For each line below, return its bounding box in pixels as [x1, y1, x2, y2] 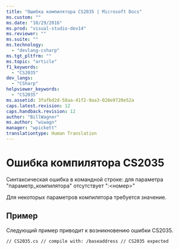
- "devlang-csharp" [11, 48, 60, 54]
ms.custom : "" [6, 14, 42, 20]
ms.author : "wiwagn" [6, 120, 58, 126]
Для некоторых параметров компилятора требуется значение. [6, 193, 167, 201]
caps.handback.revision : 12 [6, 108, 76, 114]
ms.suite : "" [6, 36, 39, 42]
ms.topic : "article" [6, 58, 58, 64]
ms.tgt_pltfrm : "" [6, 53, 52, 59]
